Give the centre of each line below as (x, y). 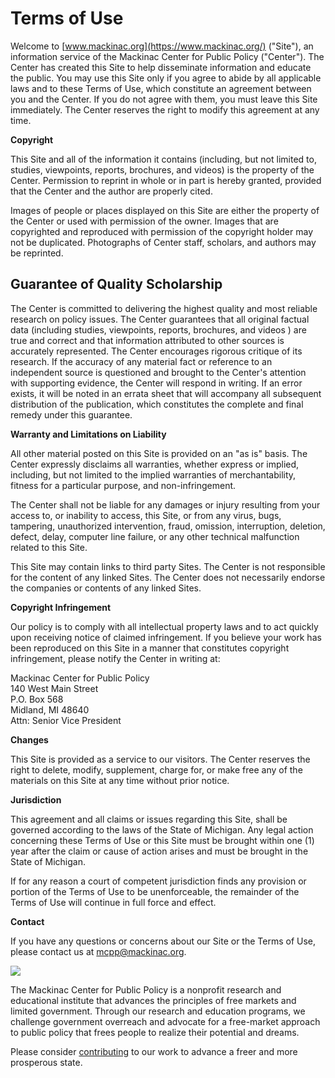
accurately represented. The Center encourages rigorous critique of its (156, 351)
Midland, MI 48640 (50, 709)
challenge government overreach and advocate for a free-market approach (165, 1021)
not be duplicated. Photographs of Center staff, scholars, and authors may (163, 242)
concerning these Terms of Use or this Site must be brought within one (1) (162, 840)
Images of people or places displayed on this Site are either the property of (165, 210)
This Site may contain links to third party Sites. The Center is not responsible (168, 566)
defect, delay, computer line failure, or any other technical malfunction (155, 536)
